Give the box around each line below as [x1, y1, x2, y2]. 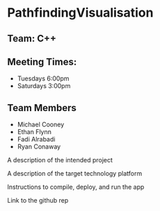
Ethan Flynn [17, 128, 52, 136]
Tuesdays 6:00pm [17, 74, 70, 83]
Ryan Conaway [17, 142, 61, 151]
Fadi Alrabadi [17, 135, 56, 144]
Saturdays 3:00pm [17, 82, 71, 90]
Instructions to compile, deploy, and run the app [7, 183, 145, 192]
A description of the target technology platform [7, 169, 143, 178]
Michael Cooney [17, 120, 65, 129]
